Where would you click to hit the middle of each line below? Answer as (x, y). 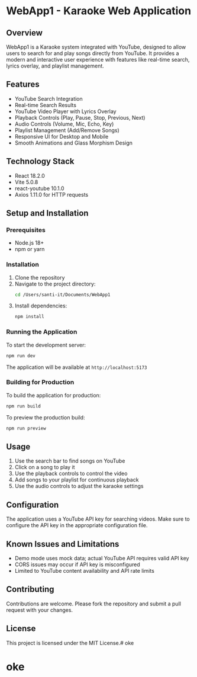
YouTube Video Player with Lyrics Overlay (65, 111)
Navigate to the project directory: (55, 284)
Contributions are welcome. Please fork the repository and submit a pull (94, 604)
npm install (29, 317)
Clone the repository (40, 277)
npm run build (24, 406)
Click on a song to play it (45, 467)
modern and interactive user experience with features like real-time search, (98, 60)
